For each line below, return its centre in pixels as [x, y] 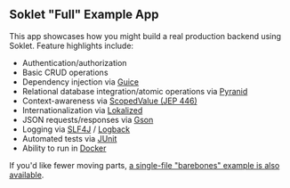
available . [27, 175]
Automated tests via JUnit [69, 138]
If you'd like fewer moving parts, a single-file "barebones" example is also [145, 165]
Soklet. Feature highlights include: [72, 45]
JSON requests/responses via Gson [88, 119]
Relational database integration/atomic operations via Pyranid [135, 91]
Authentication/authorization [74, 62]
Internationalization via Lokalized [82, 110]
